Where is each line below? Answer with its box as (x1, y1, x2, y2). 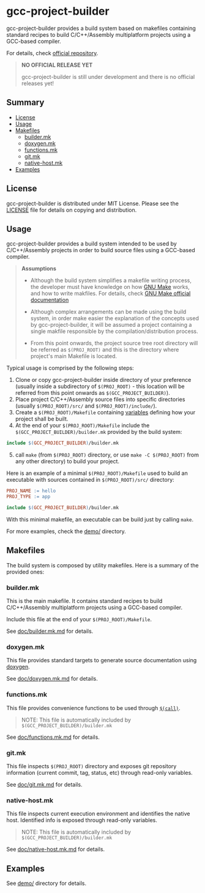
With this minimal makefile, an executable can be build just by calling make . (6, 515, 194, 523)
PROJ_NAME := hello (6, 488, 56, 494)
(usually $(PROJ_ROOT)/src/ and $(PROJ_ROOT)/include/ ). (15, 402, 157, 409)
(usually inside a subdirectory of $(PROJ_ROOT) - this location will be (15, 383, 185, 390)
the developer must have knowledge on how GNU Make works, (30, 283, 190, 291)
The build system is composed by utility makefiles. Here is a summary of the (6, 561, 199, 569)
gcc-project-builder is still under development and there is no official (21, 73, 195, 80)
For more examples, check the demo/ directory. (6, 528, 127, 535)
